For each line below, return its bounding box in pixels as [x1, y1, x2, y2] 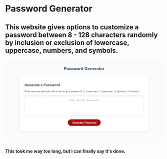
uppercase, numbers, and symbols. [5, 46, 118, 55]
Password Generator [5, 3, 92, 14]
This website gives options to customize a [5, 23, 139, 31]
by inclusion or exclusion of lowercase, [5, 38, 129, 47]
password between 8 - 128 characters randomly [5, 30, 158, 39]
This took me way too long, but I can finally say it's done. [5, 148, 126, 154]
